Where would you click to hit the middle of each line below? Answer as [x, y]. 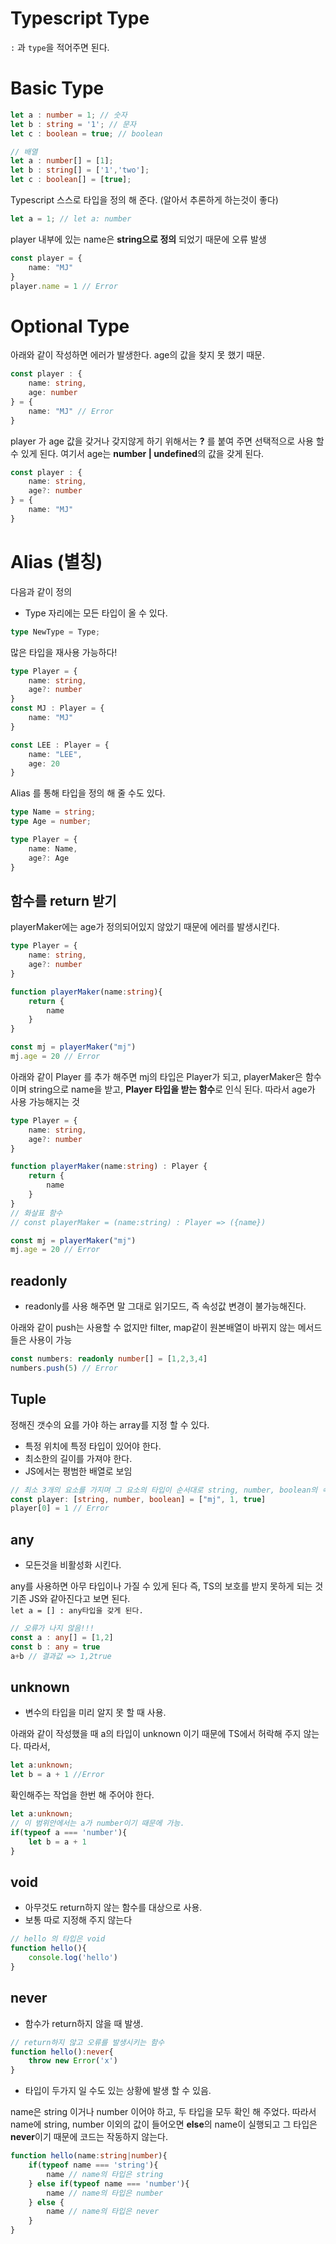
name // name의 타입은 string [105, 2174]
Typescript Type [80, 18]
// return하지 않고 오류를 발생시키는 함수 [87, 2042]
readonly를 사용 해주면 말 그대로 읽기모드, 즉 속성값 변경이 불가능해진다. [165, 1306]
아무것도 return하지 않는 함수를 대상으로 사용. [113, 1908]
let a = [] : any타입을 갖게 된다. [77, 1611]
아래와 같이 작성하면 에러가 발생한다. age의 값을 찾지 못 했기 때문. [137, 355]
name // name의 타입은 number [105, 2193]
